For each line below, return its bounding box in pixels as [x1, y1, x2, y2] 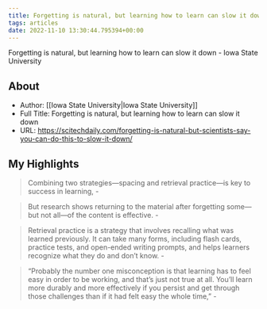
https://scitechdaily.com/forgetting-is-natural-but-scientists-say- [37, 126, 251, 135]
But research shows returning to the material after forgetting [27, 202, 225, 211]
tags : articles [8, 19, 59, 27]
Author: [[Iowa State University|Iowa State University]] [19, 101, 198, 110]
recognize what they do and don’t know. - [27, 251, 164, 260]
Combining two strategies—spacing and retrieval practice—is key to [27, 178, 251, 187]
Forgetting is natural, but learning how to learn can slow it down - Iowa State [8, 48, 258, 58]
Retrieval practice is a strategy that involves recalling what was [27, 226, 234, 235]
